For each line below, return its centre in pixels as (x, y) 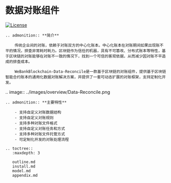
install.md (24, 166)
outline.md (24, 162)
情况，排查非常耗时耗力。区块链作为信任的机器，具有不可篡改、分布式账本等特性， (87, 51)
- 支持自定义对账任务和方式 (40, 129)
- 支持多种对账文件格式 (36, 123)
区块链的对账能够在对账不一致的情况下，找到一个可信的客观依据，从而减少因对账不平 (85, 56)
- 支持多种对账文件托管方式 (40, 134)
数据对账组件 (33, 11)
